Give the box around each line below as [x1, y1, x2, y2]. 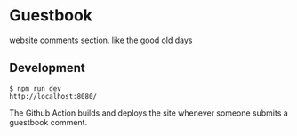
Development [9, 60, 86, 76]
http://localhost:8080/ [9, 92, 98, 100]
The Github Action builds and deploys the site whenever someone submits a [9, 108, 289, 118]
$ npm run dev [9, 84, 62, 93]
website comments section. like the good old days [9, 35, 193, 45]
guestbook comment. [9, 116, 87, 127]
